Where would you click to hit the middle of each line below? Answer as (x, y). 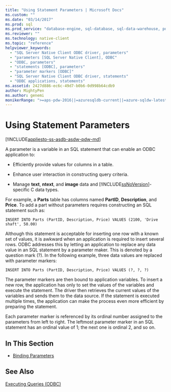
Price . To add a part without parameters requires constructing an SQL (78, 205)
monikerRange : (20, 100)
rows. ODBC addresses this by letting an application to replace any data (81, 245)
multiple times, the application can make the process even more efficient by (85, 301)
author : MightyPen (25, 90)
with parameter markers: (31, 261)
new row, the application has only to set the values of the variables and (80, 285)
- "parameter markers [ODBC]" (42, 72)
